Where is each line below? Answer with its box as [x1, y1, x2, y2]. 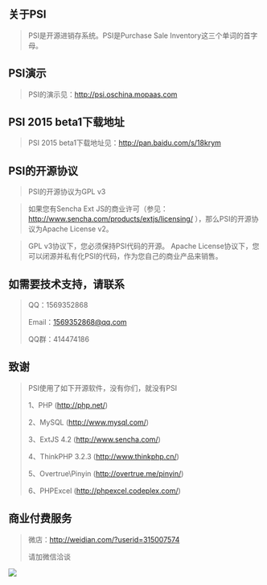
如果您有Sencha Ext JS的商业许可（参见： [27, 204, 169, 214]
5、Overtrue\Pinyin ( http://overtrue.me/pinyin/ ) [27, 468, 184, 478]
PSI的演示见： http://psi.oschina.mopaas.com [27, 89, 178, 99]
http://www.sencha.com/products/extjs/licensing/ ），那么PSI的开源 [27, 214, 252, 224]
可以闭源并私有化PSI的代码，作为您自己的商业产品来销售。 [27, 251, 223, 261]
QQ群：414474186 [27, 334, 90, 344]
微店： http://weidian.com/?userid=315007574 [27, 534, 180, 544]
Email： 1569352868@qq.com [27, 317, 127, 327]
